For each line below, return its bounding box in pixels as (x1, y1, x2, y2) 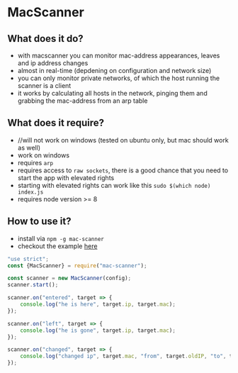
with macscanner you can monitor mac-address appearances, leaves (17, 51, 220, 60)
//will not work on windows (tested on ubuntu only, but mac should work (17, 135, 229, 144)
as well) (17, 143, 41, 152)
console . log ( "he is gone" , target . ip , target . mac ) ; (20, 327, 176, 334)
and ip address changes (17, 59, 89, 67)
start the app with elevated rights (17, 173, 115, 182)
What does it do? (7, 33, 84, 45)
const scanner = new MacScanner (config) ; (7, 274, 132, 282)
